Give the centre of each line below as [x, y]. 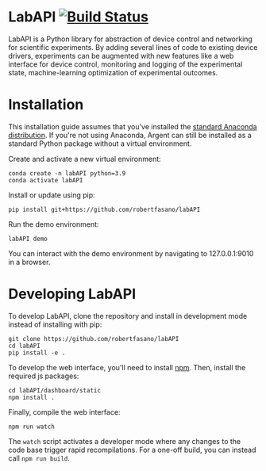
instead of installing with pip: [55, 324]
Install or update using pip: [52, 195]
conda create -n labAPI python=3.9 [67, 173]
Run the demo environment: [54, 224]
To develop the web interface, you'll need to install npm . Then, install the [127, 367]
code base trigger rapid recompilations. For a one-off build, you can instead [132, 450]
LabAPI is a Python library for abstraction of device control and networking [130, 39]
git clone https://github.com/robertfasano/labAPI [94, 339]
